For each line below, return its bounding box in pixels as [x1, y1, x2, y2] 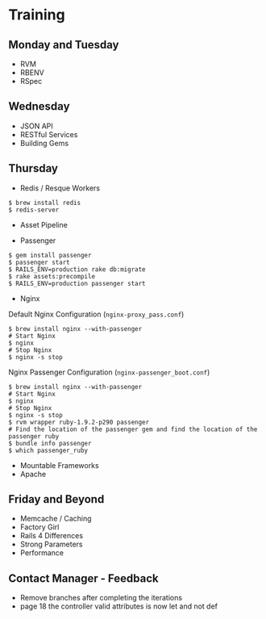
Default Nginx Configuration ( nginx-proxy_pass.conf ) [8, 309, 185, 319]
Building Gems [19, 138, 69, 148]
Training [8, 6, 66, 24]
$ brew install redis [8, 199, 81, 207]
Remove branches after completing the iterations [19, 593, 183, 603]
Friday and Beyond [8, 492, 105, 506]
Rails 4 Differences [19, 531, 83, 541]
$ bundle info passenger [8, 439, 92, 447]
